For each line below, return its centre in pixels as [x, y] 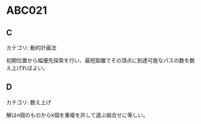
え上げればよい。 [27, 68]
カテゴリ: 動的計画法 [31, 48]
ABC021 [27, 10]
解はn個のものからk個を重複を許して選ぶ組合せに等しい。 [77, 115]
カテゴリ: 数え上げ [29, 102]
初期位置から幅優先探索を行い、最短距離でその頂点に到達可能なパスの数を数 [100, 60]
